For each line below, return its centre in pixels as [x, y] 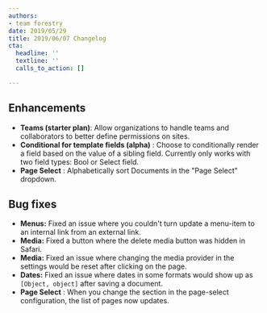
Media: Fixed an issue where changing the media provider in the [127, 258]
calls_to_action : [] [50, 69]
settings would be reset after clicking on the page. [103, 266]
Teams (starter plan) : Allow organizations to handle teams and [125, 127]
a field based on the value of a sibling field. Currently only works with [135, 153]
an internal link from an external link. [80, 232]
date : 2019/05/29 [38, 31]
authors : [23, 16]
